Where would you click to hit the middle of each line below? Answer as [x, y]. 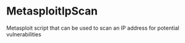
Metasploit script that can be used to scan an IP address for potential [93, 28]
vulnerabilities [24, 34]
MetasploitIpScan [52, 11]
